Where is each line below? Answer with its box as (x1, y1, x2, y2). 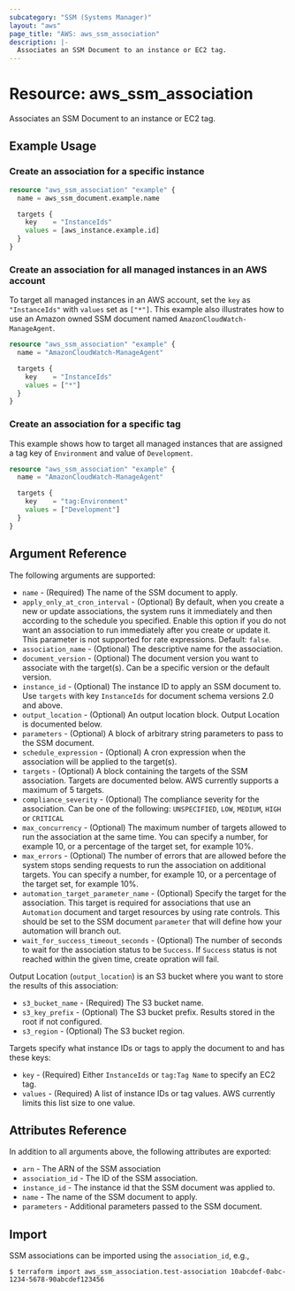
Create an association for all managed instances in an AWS (9, 263, 268, 275)
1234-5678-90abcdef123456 (9, 1275, 104, 1284)
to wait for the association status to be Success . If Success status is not (21, 944, 277, 955)
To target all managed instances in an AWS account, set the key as (9, 295, 251, 305)
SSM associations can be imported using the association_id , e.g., (9, 1250, 250, 1261)
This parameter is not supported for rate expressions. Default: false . (21, 634, 272, 644)
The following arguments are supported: (9, 570, 156, 580)
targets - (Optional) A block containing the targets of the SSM (21, 765, 249, 776)
